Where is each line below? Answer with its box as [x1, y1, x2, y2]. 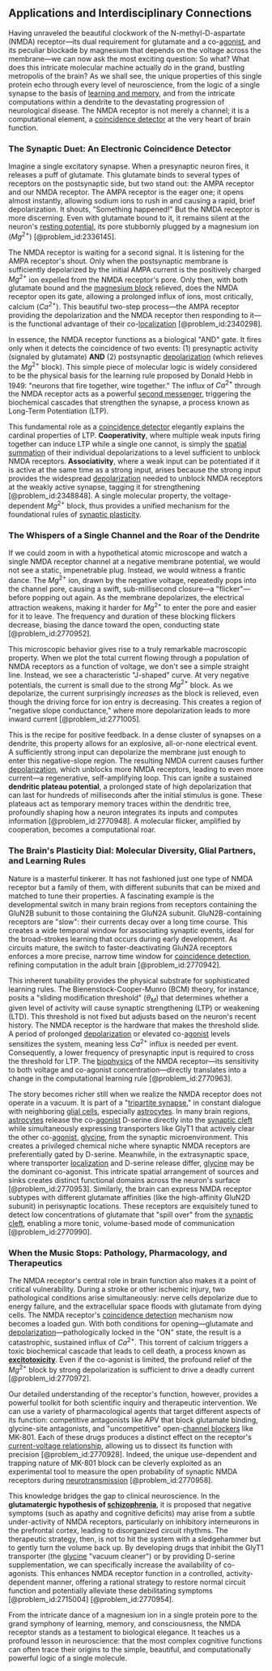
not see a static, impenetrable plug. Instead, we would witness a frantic [8, 565, 246, 575]
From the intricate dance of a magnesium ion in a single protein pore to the [8, 1609, 257, 1620]
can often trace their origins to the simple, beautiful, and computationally [8, 1644, 251, 1654]
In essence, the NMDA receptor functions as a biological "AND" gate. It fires [8, 335, 261, 345]
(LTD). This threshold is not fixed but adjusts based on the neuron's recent [8, 1012, 257, 1022]
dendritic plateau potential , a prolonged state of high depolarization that [8, 782, 253, 791]
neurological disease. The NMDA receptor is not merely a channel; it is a [8, 105, 249, 115]
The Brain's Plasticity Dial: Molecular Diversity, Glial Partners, [8, 845, 257, 856]
